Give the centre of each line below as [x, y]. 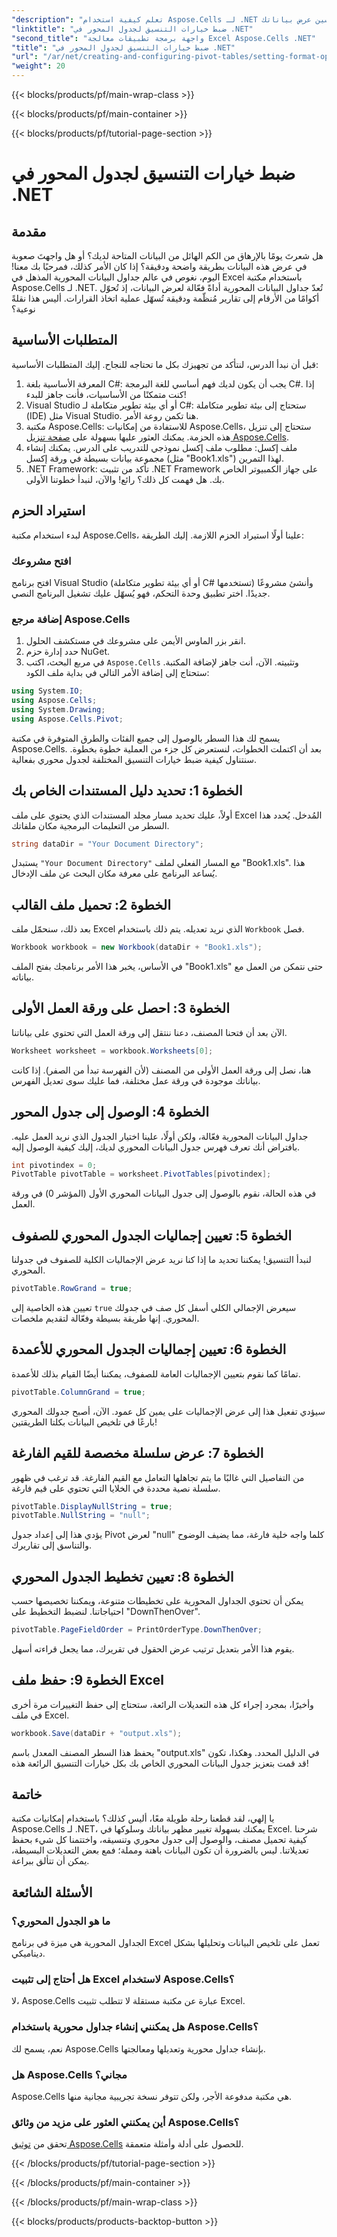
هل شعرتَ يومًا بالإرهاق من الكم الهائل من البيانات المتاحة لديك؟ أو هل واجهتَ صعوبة [167, 255]
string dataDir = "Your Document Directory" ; [107, 844]
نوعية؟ [23, 309]
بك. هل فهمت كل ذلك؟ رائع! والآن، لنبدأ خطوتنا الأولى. [125, 479]
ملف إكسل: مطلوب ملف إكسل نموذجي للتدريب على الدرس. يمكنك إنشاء [161, 447]
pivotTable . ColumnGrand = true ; [78, 1392]
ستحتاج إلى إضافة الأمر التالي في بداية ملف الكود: [117, 673]
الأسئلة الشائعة [52, 1892]
